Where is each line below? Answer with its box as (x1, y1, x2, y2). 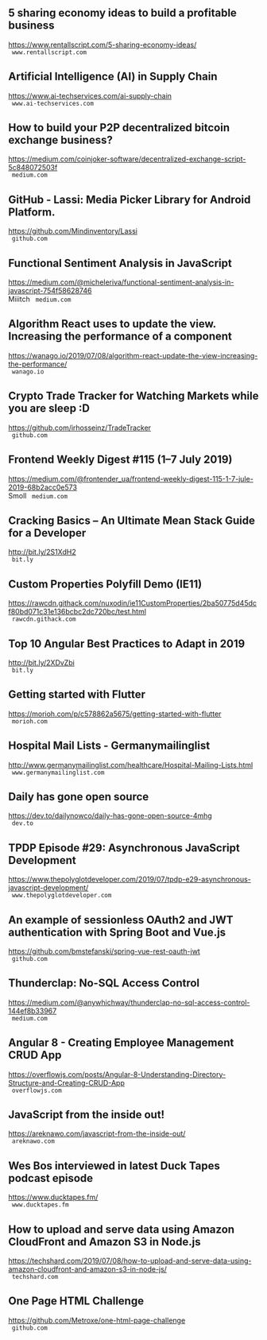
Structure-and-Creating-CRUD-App (8, 1078, 125, 1087)
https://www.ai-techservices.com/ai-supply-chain (8, 91, 172, 100)
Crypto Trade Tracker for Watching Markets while (8, 389, 259, 403)
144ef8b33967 (8, 1005, 57, 1016)
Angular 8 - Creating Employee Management (8, 1036, 234, 1050)
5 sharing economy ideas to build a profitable (8, 6, 237, 20)
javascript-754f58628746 (8, 286, 92, 296)
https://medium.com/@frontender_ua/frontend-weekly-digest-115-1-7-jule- (8, 474, 254, 483)
